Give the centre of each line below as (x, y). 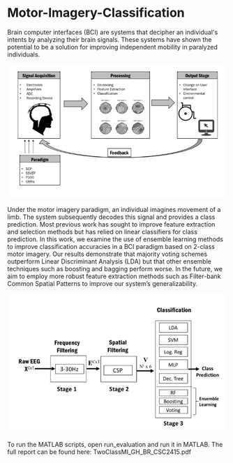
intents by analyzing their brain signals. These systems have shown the (110, 39)
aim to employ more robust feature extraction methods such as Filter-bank (114, 276)
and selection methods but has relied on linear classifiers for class (102, 231)
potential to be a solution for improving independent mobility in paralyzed (112, 47)
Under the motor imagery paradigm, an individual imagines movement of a (114, 209)
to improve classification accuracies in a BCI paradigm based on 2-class (111, 246)
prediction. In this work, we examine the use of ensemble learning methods (115, 239)
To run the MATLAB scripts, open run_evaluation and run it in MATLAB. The (115, 444)
